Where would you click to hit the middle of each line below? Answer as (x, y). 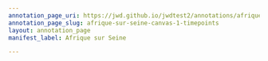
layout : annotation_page (49, 30)
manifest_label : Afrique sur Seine (67, 38)
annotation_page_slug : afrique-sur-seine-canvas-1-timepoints (114, 23)
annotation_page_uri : (44, 15)
